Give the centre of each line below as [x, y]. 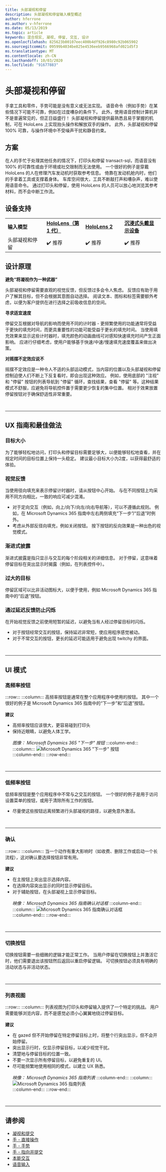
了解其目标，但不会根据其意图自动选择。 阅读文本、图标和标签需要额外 [81, 296]
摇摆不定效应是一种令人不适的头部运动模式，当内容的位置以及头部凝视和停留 [83, 369]
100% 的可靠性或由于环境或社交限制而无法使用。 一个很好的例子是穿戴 [77, 167]
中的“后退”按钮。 [26, 596]
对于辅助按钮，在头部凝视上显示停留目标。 [56, 892]
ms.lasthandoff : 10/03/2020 [34, 60]
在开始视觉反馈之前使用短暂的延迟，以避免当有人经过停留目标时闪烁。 [77, 622]
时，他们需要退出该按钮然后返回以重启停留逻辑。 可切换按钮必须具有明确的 [82, 961]
